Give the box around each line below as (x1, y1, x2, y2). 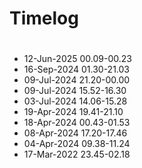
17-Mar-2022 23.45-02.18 (23, 148, 131, 161)
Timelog (9, 7, 79, 30)
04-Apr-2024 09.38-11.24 (23, 138, 131, 150)
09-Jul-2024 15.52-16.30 (23, 85, 127, 97)
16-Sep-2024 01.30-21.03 (23, 63, 130, 76)
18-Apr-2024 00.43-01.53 (23, 117, 131, 129)
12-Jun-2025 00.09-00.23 (23, 53, 132, 65)
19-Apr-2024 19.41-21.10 (23, 106, 124, 118)
